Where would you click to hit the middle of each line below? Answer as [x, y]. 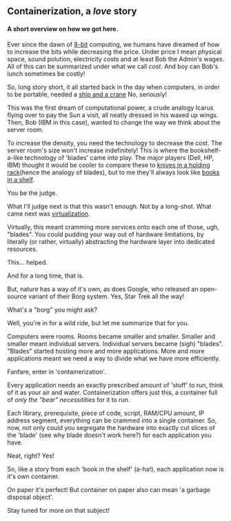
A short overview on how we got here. [63, 29]
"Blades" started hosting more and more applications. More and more [106, 351]
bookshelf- [205, 150]
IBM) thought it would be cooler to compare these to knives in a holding [109, 165]
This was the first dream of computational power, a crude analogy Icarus [110, 108]
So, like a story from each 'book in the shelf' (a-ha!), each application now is [115, 469]
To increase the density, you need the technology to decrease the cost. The [115, 143]
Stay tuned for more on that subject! [59, 510]
